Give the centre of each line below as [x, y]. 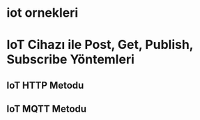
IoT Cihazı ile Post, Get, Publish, [100, 45]
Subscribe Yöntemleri [71, 60]
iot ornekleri [43, 13]
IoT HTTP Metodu [45, 85]
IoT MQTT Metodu [47, 109]
